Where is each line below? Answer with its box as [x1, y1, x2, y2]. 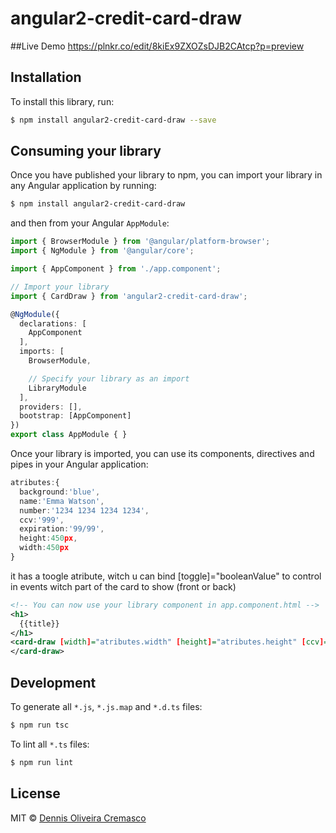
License [10, 785, 61, 802]
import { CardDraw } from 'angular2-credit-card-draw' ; [10, 291, 248, 301]
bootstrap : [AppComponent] [19, 411, 132, 421]
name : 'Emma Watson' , [19, 496, 105, 506]
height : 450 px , [19, 533, 78, 544]
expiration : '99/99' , [19, 524, 105, 534]
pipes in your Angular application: [10, 458, 149, 471]
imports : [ [19, 347, 65, 357]
